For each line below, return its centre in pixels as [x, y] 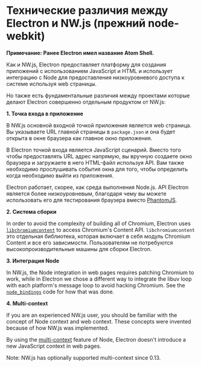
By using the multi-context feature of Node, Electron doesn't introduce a [96, 339]
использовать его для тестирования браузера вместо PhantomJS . [92, 200]
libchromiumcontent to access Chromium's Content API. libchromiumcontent [101, 229]
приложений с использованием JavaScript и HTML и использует [90, 71]
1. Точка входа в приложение [45, 113]
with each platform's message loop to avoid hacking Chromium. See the [96, 285]
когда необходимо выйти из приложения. [60, 175]
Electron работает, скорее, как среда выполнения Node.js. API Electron [97, 187]
